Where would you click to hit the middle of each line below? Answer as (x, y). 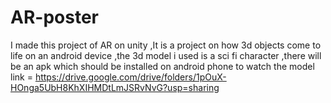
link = (21, 77)
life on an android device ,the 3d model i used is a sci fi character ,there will (166, 55)
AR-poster (54, 17)
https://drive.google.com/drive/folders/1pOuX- (130, 77)
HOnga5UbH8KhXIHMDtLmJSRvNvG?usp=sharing (115, 87)
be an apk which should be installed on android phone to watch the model (162, 66)
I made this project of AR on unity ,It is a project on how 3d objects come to (166, 45)
